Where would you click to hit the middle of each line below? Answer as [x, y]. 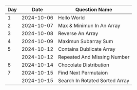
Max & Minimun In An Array [89, 25]
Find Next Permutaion [83, 73]
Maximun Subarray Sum [85, 41]
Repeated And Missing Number [94, 57]
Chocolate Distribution [84, 65]
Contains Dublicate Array [87, 49]
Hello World [71, 18]
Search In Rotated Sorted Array [94, 81]
